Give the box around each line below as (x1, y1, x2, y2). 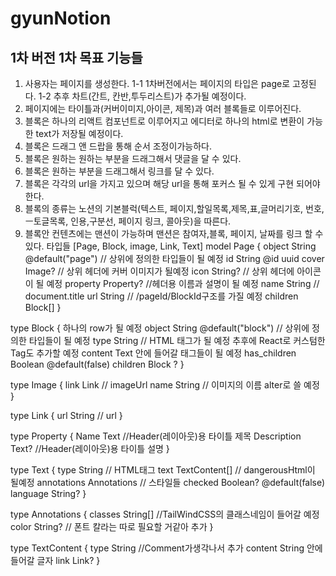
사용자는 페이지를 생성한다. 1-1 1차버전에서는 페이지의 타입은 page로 (24, 78, 291, 89)
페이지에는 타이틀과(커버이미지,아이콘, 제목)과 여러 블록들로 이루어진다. (24, 103, 302, 114)
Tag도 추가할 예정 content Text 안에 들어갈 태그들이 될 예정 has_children (10, 347, 297, 359)
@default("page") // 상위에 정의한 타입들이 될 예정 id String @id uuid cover (24, 253, 325, 264)
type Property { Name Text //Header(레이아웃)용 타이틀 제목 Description (10, 430, 302, 442)
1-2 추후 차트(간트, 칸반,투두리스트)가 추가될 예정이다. (38, 90, 247, 102)
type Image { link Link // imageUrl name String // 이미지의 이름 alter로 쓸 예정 (10, 379, 320, 391)
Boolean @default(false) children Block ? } (10, 358, 185, 370)
